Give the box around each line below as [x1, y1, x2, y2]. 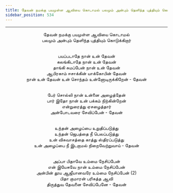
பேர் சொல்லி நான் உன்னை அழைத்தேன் [47, 92, 126, 98]
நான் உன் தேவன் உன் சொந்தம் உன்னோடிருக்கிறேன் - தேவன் [26, 76, 147, 82]
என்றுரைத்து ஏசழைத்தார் [61, 103, 112, 110]
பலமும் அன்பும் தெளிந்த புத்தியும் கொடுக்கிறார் [42, 37, 131, 43]
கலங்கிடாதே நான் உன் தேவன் [56, 59, 117, 65]
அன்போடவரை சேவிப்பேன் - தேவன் [50, 109, 123, 115]
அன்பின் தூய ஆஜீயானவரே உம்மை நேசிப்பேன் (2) [36, 169, 137, 176]
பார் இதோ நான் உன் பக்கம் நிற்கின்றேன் [47, 97, 126, 103]
